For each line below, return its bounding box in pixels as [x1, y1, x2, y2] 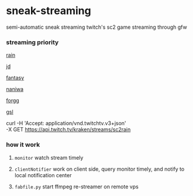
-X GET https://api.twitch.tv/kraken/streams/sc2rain [6, 126, 131, 133]
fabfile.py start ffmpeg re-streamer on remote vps [14, 183, 139, 190]
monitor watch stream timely [14, 154, 84, 161]
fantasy [6, 75, 25, 82]
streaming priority [6, 38, 59, 46]
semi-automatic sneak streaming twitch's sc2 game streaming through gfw [6, 23, 187, 31]
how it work [6, 141, 40, 149]
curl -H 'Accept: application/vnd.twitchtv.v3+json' [6, 120, 127, 127]
